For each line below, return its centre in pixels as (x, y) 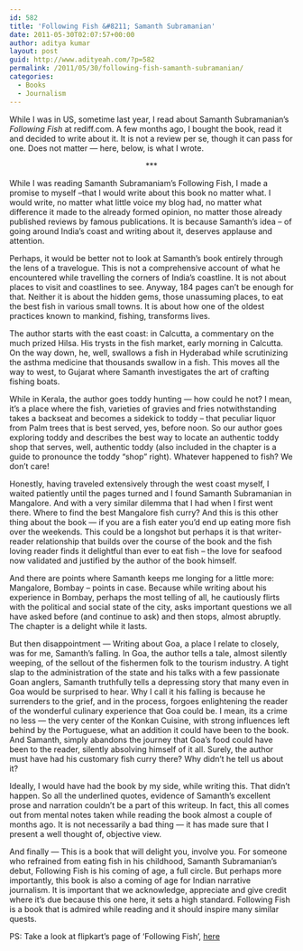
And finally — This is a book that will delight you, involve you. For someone (148, 852)
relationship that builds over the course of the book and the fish (154, 541)
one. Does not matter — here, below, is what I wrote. (107, 148)
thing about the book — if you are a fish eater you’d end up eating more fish (150, 522)
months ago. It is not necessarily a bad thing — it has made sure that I (139, 824)
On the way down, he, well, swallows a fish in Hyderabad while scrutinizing (149, 353)
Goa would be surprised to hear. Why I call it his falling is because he (138, 692)
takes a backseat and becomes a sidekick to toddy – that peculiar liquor (142, 418)
